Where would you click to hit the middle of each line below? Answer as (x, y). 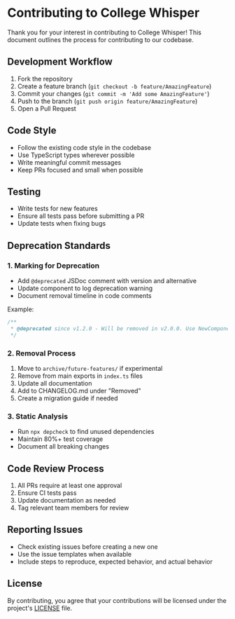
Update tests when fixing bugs (62, 224)
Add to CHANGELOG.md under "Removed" (79, 390)
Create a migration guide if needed (67, 398)
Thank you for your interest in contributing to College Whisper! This (104, 32)
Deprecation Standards (59, 246)
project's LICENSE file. (40, 608)
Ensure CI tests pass (47, 493)
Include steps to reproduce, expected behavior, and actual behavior (115, 562)
